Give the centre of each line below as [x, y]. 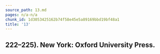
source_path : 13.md [26, 10]
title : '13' [18, 24]
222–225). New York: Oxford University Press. [80, 45]
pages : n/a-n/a [21, 15]
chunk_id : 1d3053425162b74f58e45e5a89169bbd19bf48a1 [62, 19]
